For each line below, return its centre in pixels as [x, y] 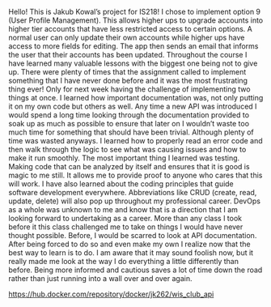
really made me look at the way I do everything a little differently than [123, 261]
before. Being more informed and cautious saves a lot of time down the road [135, 270]
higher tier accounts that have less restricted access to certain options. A [130, 29]
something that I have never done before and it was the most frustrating [128, 81]
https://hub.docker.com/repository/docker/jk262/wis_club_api [111, 294]
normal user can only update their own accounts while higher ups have [127, 37]
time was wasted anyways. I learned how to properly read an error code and [135, 141]
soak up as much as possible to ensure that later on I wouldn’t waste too [129, 124]
